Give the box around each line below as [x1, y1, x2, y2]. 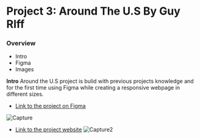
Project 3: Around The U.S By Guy [6, 4, 181, 18]
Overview [6, 39, 36, 48]
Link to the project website [15, 126, 82, 134]
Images [15, 66, 34, 73]
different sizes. [6, 90, 44, 98]
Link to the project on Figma [15, 102, 86, 110]
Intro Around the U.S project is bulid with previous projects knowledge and [6, 77, 194, 85]
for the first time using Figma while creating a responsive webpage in [6, 84, 180, 91]
